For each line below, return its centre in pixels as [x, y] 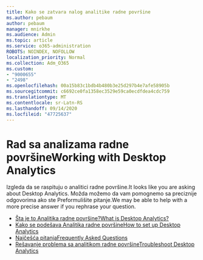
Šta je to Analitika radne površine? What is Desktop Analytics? [92, 218]
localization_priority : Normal [46, 57]
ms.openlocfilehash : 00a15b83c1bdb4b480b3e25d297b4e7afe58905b [88, 86]
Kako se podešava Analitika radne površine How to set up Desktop [98, 225]
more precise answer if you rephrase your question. [71, 207]
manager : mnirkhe [28, 29]
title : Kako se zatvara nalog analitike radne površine [78, 12]
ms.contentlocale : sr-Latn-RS [45, 103]
